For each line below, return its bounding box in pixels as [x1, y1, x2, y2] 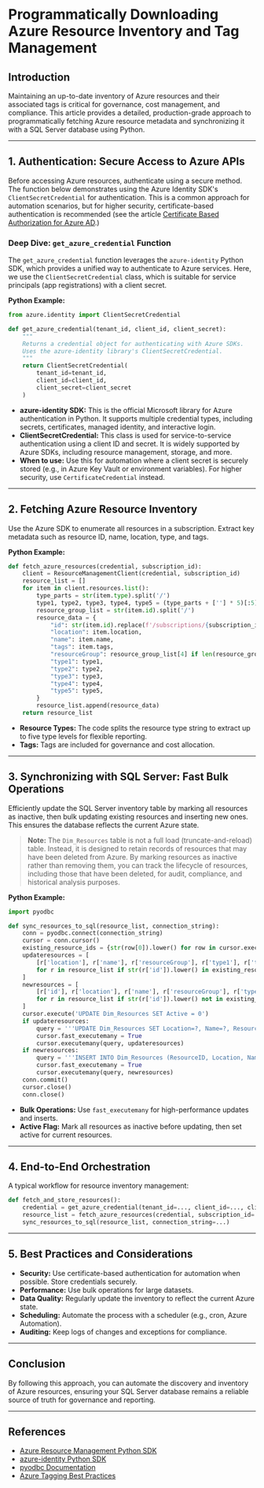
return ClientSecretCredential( [22, 362, 128, 370]
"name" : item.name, [49, 636, 114, 644]
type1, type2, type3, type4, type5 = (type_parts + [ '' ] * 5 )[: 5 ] [36, 599, 258, 607]
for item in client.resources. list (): [22, 585, 149, 593]
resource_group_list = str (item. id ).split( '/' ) [36, 606, 195, 614]
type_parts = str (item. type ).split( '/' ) [36, 592, 170, 600]
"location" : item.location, [49, 628, 143, 636]
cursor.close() [22, 1083, 72, 1091]
